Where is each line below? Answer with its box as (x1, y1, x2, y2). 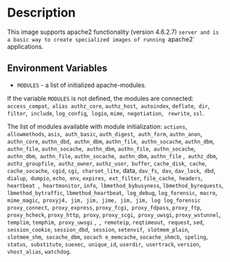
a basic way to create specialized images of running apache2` (7, 35, 195, 43)
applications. (7, 42, 44, 50)
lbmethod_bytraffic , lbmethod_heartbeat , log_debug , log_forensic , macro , (7, 188, 218, 196)
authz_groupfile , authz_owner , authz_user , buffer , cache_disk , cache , (7, 159, 207, 167)
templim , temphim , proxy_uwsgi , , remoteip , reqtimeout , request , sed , (7, 218, 205, 226)
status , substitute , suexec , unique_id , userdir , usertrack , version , (7, 240, 202, 248)
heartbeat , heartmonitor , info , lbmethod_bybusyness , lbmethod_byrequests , (7, 181, 224, 189)
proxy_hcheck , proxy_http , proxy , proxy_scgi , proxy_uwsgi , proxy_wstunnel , (7, 210, 221, 218)
